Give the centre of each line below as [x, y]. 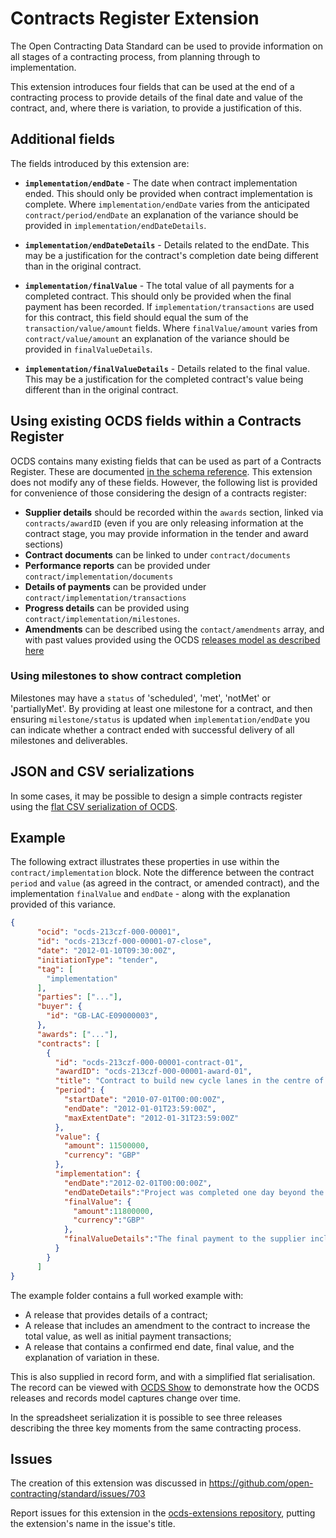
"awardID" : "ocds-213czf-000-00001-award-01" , [153, 1072]
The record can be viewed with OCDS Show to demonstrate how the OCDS [165, 1387]
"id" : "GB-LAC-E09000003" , [102, 1016]
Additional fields [62, 139]
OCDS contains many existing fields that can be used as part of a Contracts [166, 461]
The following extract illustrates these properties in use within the [145, 862]
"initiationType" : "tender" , [97, 960]
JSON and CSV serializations [102, 772]
